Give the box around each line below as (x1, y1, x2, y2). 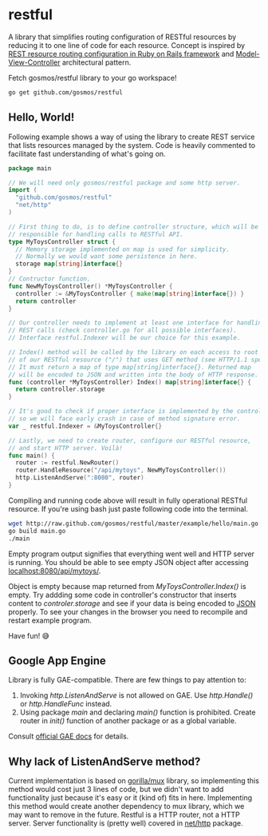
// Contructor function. (8, 275, 91, 283)
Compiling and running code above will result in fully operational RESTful (8, 496, 248, 505)
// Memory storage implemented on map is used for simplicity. (15, 245, 230, 253)
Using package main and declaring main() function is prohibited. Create (19, 707, 256, 717)
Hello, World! (8, 110, 75, 125)
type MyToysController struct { (8, 237, 116, 245)
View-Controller (8, 58, 61, 67)
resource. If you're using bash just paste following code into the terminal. (8, 504, 249, 513)
